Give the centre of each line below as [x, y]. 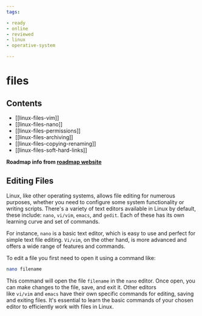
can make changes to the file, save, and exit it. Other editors [81, 287]
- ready [16, 23]
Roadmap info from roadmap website [54, 162]
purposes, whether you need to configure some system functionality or [95, 202]
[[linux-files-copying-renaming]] [56, 144]
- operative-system [31, 46]
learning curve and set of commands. [53, 221]
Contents [24, 103]
